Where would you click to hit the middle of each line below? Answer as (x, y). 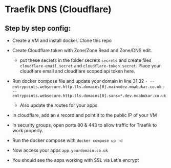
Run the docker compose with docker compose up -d (67, 140)
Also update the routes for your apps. (59, 105)
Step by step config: (38, 28)
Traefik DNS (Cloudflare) (58, 9)
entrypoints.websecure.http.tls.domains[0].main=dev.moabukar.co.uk (87, 87)
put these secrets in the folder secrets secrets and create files (85, 60)
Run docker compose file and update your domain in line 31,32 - (80, 81)
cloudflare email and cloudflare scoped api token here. (77, 71)
